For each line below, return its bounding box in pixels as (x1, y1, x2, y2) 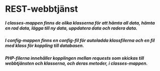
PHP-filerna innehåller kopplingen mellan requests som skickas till (5, 55, 144, 61)
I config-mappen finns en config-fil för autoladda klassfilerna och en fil (5, 38, 155, 44)
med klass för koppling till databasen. (5, 43, 84, 48)
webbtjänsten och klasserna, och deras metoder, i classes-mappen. (5, 60, 148, 66)
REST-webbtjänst (5, 3, 78, 15)
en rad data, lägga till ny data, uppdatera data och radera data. (5, 25, 137, 31)
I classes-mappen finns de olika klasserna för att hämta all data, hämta (5, 20, 155, 25)
